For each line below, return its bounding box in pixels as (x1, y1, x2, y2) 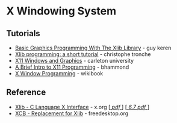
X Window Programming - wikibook (14, 70, 104, 77)
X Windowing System (6, 4, 117, 18)
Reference (6, 87, 46, 98)
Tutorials (6, 28, 40, 39)
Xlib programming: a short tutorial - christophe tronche (14, 51, 152, 58)
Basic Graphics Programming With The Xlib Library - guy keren (14, 44, 172, 51)
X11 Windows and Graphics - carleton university (14, 57, 134, 64)
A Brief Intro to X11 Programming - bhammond (14, 63, 129, 71)
